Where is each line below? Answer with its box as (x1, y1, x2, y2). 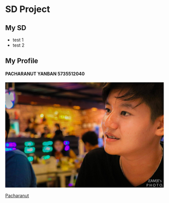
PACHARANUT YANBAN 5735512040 (5, 70, 85, 76)
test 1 (12, 37, 24, 43)
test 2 (12, 42, 25, 48)
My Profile (5, 57, 39, 65)
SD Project (5, 4, 50, 15)
